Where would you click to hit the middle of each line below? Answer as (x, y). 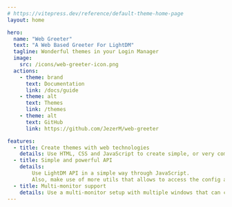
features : (21, 141)
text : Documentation (55, 83)
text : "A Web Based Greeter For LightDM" (74, 46)
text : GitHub (44, 122)
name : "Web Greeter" (43, 39)
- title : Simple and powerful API (63, 160)
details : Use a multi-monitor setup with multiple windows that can (120, 193)
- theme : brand (41, 77)
